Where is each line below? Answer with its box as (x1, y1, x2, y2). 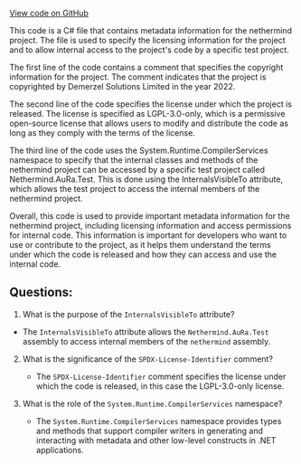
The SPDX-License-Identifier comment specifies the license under (35, 371, 287, 382)
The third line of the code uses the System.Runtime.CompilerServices (9, 145, 268, 156)
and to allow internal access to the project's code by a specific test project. (9, 44, 289, 55)
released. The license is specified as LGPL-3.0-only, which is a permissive (9, 109, 286, 118)
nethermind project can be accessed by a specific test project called (9, 165, 265, 175)
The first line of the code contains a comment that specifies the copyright (9, 62, 284, 72)
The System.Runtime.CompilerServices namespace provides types (35, 415, 282, 426)
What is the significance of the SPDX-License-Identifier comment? (22, 353, 274, 365)
